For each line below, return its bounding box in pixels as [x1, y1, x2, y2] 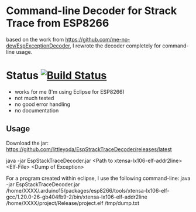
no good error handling [14, 101, 71, 108]
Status [6, 69, 39, 83]
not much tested [14, 94, 54, 101]
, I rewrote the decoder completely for [69, 42, 161, 49]
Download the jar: [6, 139, 49, 146]
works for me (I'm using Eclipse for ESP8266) [14, 88, 125, 95]
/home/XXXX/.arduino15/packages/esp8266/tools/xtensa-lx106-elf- [6, 187, 170, 194]
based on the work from [6, 36, 64, 43]
